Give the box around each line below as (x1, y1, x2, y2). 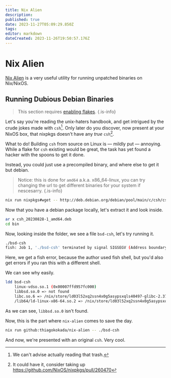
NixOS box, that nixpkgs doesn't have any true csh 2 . (5, 130, 115, 137)
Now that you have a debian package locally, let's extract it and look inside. (5, 207, 163, 213)
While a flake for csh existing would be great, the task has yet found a (5, 146, 151, 152)
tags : (5, 27, 17, 32)
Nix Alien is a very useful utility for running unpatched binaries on (5, 74, 142, 81)
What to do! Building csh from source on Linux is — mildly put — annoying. (5, 141, 162, 147)
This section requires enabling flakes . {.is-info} (17, 108, 116, 115)
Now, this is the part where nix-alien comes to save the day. (5, 317, 133, 324)
